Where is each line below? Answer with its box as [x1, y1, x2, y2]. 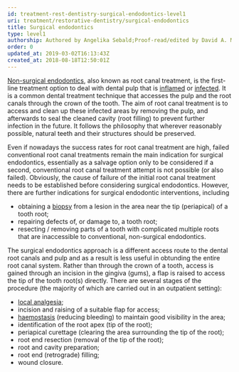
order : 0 [7, 43, 33, 51]
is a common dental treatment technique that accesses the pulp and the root [7, 91, 232, 100]
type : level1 [7, 30, 46, 38]
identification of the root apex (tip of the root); [17, 320, 153, 329]
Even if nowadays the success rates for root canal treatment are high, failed [7, 143, 230, 152]
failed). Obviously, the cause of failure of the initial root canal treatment [7, 173, 216, 181]
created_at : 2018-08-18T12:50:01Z [7, 57, 110, 64]
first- [211, 76, 226, 85]
